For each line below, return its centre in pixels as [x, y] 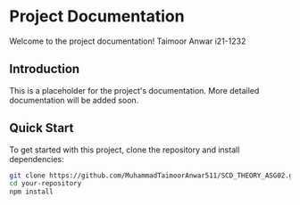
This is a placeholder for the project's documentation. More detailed [134, 90]
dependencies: [37, 159]
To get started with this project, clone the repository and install [125, 150]
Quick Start [42, 128]
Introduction [45, 69]
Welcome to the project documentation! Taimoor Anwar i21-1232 [128, 41]
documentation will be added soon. [74, 100]
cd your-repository [46, 184]
